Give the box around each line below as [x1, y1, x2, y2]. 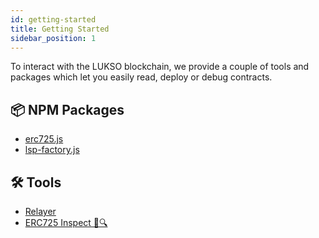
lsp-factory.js [24, 144, 80, 156]
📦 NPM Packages [10, 101, 125, 118]
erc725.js [24, 133, 64, 145]
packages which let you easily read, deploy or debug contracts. [10, 71, 273, 83]
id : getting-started [10, 14, 97, 25]
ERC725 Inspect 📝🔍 [24, 217, 108, 228]
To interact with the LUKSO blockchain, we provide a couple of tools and [10, 61, 310, 73]
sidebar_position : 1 [10, 33, 97, 43]
